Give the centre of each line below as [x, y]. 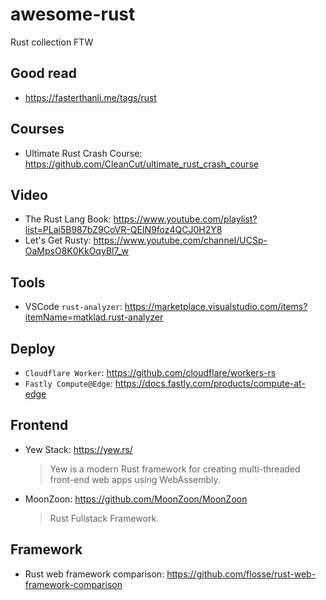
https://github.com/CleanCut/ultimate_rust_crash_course [141, 164]
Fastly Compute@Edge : [68, 383]
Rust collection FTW [52, 42]
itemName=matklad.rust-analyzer [94, 317]
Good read [43, 73]
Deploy [33, 348]
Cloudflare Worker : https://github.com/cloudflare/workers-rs [150, 372]
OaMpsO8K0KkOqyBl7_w [76, 251]
